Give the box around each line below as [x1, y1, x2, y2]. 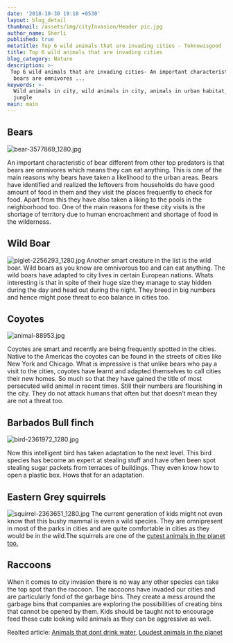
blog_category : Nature [7, 56, 73, 63]
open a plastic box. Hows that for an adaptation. [7, 471, 144, 480]
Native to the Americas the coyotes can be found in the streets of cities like [7, 352, 222, 361]
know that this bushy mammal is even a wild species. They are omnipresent [7, 516, 223, 525]
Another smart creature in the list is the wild [86, 256, 212, 264]
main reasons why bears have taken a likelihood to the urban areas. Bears [7, 173, 218, 181]
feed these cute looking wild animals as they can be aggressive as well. [7, 614, 212, 623]
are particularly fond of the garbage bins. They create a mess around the [7, 592, 216, 601]
